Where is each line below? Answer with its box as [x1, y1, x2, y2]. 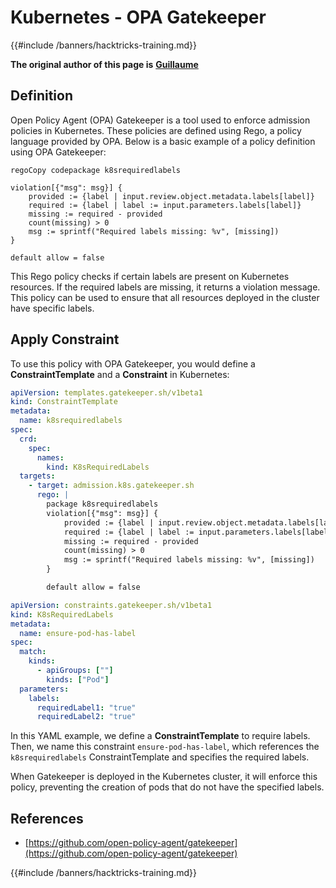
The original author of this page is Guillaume [10, 58, 199, 70]
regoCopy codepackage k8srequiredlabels [10, 165, 182, 175]
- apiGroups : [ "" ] [36, 666, 114, 676]
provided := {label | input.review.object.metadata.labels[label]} [28, 191, 315, 201]
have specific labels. [10, 302, 95, 314]
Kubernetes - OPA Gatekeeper [10, 6, 267, 29]
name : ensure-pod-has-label [19, 628, 137, 638]
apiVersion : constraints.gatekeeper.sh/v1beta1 [10, 600, 213, 610]
